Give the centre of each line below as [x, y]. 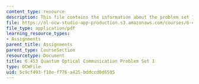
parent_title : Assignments [39, 45]
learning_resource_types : [38, 34]
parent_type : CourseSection [41, 50]
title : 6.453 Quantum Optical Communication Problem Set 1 [81, 61]
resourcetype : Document [36, 56]
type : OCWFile [24, 67]
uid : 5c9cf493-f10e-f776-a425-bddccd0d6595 [61, 72]
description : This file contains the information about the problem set [98, 17]
